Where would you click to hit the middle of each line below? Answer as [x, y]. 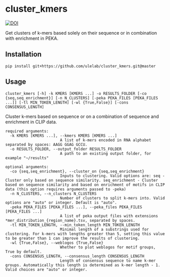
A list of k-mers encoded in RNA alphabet [106, 140]
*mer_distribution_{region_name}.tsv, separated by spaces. [70, 220]
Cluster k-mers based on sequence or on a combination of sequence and [82, 116]
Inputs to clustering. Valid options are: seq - [112, 176]
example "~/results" [27, 158]
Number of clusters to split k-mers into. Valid [112, 198]
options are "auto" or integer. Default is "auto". [61, 203]
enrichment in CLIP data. [31, 122]
